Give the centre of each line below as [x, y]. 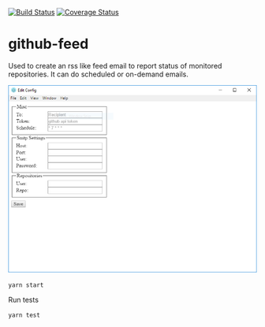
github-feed [49, 44]
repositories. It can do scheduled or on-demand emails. [99, 74]
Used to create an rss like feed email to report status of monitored [115, 65]
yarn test [24, 315]
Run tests [24, 300]
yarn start [26, 285]
